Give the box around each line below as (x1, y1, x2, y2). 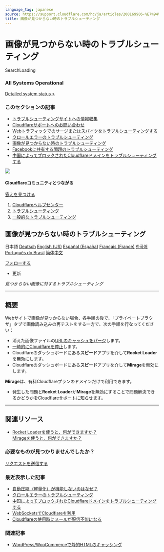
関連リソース (5, 415, 43, 424)
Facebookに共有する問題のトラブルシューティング (12, 146, 113, 152)
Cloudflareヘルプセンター (12, 202, 63, 208)
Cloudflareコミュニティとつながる (5, 180, 74, 185)
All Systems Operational (5, 80, 64, 86)
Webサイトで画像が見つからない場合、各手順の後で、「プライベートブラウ (5, 315, 153, 321)
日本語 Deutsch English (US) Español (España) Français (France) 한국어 (5, 244, 148, 249)
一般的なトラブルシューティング (12, 214, 77, 220)
